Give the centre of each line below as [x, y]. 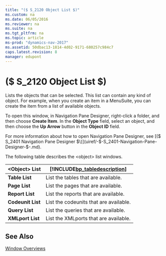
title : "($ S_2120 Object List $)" [43, 10]
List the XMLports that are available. [88, 218]
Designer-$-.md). [23, 147]
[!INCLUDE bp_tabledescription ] [88, 169]
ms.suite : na [19, 29]
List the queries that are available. [85, 210]
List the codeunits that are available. [88, 202]
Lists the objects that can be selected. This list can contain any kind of [78, 96]
